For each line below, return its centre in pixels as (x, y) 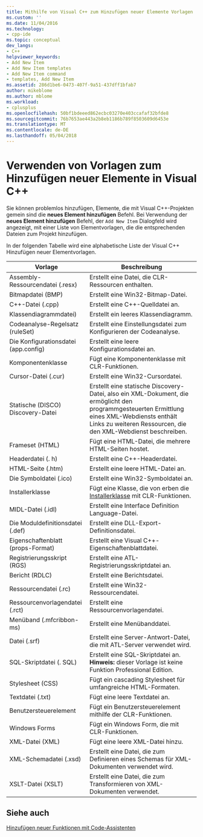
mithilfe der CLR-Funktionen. (131, 714)
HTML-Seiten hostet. (120, 448)
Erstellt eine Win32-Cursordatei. (136, 376)
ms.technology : (25, 29)
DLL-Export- (143, 523)
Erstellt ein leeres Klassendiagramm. (141, 314)
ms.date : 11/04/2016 (32, 23)
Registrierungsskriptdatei (125, 565)
